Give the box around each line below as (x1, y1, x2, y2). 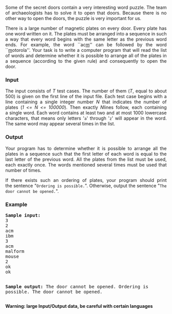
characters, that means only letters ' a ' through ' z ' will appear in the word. (5, 115, 167, 121)
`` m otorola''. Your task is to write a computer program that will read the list (5, 47, 167, 53)
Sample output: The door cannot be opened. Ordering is (5, 284, 148, 289)
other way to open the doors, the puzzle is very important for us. (5, 15, 142, 21)
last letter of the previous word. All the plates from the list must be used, (5, 156, 167, 162)
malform (5, 248, 25, 254)
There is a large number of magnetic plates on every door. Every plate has (5, 25, 167, 31)
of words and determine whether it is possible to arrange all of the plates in (5, 52, 167, 59)
